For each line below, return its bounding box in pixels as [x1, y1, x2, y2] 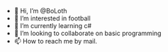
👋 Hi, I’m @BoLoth [13, 7, 67, 15]
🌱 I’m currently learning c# [13, 22, 92, 30]
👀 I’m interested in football [13, 14, 91, 22]
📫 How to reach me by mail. [13, 37, 98, 45]
